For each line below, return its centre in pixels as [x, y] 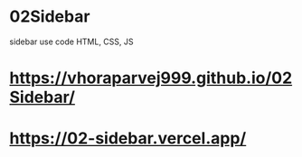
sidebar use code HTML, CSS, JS [71, 42]
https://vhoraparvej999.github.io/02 [151, 78]
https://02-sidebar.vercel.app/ [128, 139]
